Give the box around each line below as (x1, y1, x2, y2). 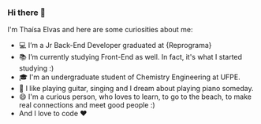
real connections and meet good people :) (18, 100, 155, 110)
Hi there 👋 (7, 7, 47, 18)
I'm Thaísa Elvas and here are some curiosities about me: (7, 25, 193, 35)
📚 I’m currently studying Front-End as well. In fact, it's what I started (18, 53, 242, 62)
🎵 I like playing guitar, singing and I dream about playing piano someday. (18, 84, 254, 93)
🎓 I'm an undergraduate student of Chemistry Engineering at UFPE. (18, 72, 241, 82)
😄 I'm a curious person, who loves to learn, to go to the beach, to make (18, 92, 252, 101)
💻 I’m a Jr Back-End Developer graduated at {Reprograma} (18, 41, 212, 50)
